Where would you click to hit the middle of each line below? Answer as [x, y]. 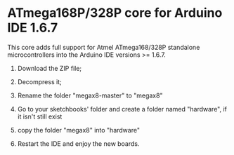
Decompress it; [39, 81]
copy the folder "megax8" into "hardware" [79, 130]
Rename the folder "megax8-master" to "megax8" [90, 95]
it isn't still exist [40, 116]
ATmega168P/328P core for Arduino [115, 13]
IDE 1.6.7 [33, 28]
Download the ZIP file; [50, 68]
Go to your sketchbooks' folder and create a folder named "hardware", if [122, 109]
